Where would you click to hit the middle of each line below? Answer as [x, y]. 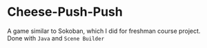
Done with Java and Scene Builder [56, 38]
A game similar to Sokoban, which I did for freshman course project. [104, 31]
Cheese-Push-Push [65, 12]
